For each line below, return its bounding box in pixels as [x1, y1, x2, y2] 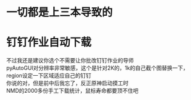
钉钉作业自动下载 [6, 36, 92, 49]
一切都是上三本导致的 [6, 5, 113, 19]
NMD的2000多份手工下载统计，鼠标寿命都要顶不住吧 [6, 87, 139, 95]
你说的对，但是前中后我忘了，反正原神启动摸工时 [6, 79, 129, 87]
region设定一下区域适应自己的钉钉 [6, 72, 92, 79]
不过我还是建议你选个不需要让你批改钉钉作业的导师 [6, 57, 134, 64]
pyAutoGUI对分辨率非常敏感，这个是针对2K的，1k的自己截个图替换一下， [6, 64, 189, 72]
